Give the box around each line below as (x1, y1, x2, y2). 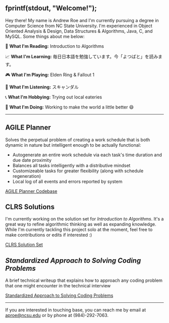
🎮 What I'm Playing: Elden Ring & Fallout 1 (5, 71, 95, 77)
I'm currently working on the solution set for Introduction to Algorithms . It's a (5, 216, 164, 222)
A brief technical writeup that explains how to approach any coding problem (5, 277, 162, 283)
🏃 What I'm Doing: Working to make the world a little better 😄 (5, 104, 134, 110)
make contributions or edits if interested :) (5, 232, 92, 238)
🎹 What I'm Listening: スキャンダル (5, 84, 79, 90)
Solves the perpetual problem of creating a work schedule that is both (5, 137, 150, 143)
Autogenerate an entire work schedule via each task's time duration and (12, 152, 162, 158)
